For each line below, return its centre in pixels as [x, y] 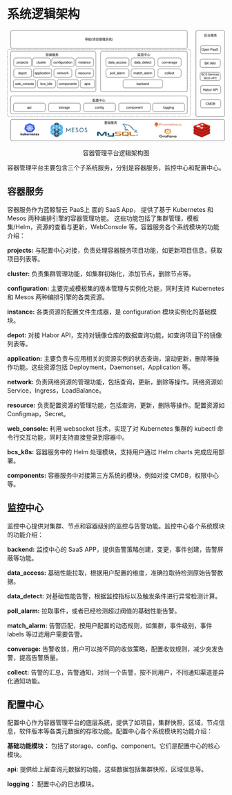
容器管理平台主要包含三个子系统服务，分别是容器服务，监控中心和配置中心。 [116, 168]
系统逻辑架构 [44, 14]
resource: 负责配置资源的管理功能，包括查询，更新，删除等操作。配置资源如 [116, 405]
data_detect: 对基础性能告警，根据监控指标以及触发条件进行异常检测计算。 [114, 596]
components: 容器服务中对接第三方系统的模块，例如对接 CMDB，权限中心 [113, 475]
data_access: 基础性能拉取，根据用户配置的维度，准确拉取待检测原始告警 [112, 573]
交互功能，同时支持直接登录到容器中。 [74, 437]
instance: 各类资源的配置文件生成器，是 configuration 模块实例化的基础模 [112, 312]
